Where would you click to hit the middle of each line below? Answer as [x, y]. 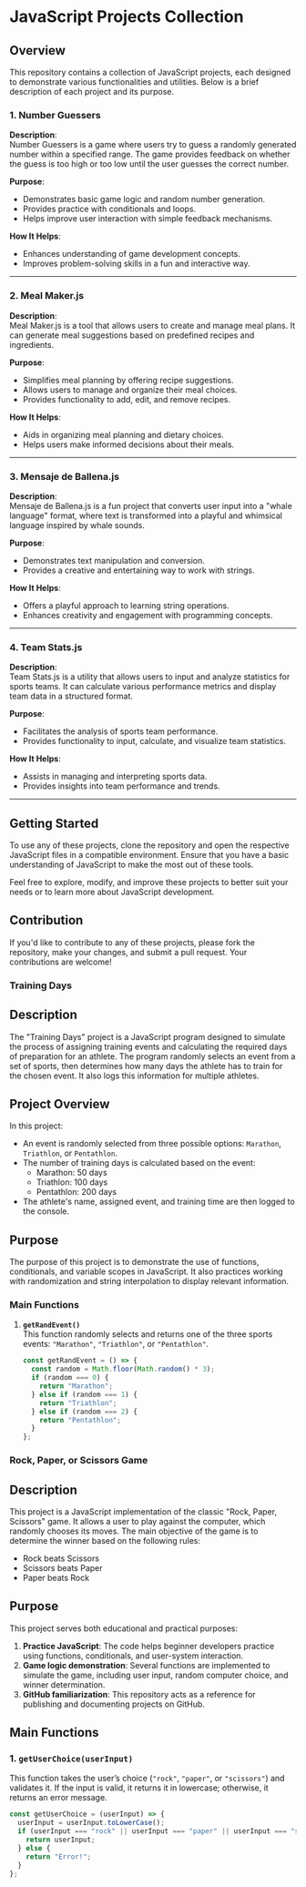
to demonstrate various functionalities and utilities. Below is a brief [134, 82]
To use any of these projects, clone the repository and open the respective [149, 845]
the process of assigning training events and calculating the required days [148, 1046]
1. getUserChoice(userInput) [71, 1759]
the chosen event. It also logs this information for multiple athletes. [134, 1076]
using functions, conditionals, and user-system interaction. [133, 1656]
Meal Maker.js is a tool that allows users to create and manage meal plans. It [153, 325]
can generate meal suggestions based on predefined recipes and [132, 335]
